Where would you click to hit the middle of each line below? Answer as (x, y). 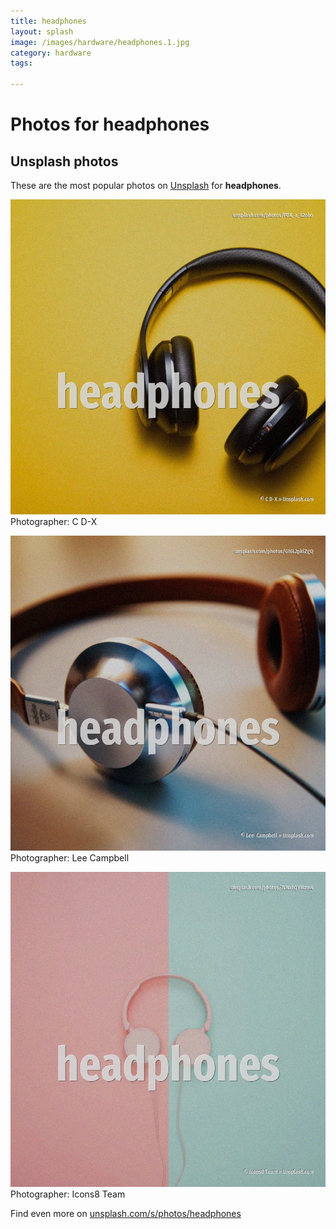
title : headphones (48, 21)
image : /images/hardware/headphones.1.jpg (100, 42)
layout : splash (42, 31)
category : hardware (51, 53)
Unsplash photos (64, 161)
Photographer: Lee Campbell (70, 858)
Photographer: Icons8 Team (68, 1194)
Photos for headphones (110, 124)
